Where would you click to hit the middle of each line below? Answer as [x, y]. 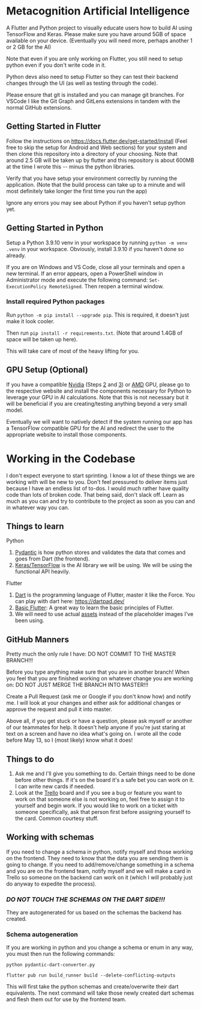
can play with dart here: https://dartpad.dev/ [70, 601]
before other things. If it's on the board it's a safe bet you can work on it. [104, 780]
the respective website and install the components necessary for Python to [99, 391]
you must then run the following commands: [61, 954]
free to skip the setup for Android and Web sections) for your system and [97, 147]
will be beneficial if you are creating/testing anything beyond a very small [97, 403]
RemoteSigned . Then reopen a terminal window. [106, 286]
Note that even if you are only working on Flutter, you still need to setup [94, 58]
